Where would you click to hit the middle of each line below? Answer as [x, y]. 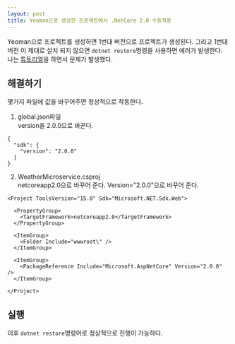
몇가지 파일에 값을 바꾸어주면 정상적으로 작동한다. [75, 102]
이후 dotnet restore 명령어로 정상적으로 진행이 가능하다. [85, 333]
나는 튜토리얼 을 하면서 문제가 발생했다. [60, 59]
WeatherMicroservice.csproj [59, 177]
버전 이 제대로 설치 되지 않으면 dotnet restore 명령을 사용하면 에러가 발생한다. [115, 50]
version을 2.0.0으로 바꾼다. [55, 126]
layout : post [26, 14]
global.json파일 [39, 117]
